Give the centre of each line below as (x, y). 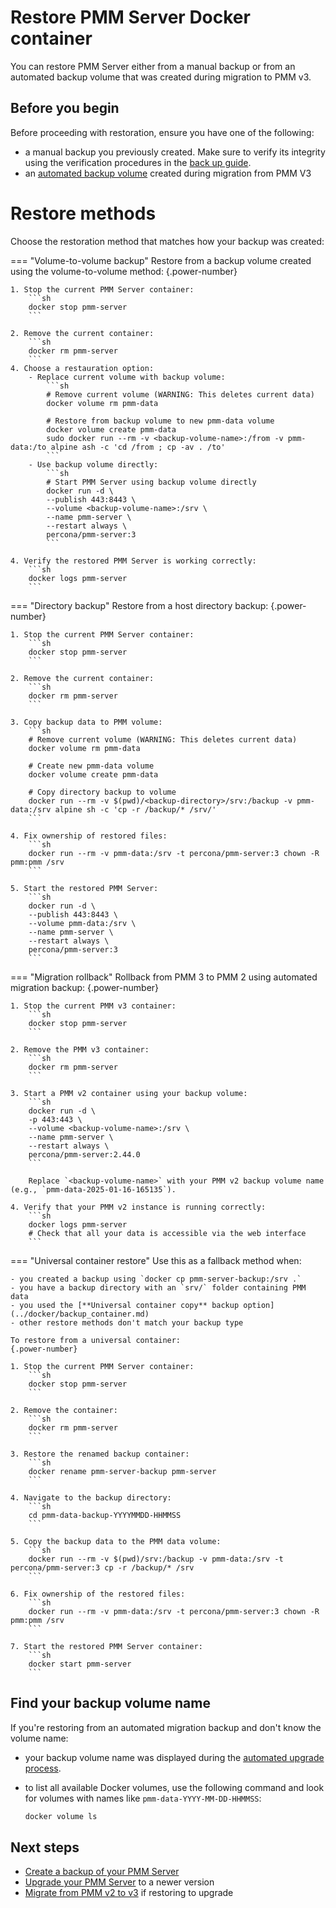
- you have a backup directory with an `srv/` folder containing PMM (158, 1287)
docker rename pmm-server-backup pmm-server (122, 1471)
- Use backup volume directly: (93, 464)
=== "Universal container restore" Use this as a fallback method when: (156, 1260)
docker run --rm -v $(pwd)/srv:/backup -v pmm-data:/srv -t (156, 1559)
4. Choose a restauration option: (82, 368)
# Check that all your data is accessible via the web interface (167, 1233)
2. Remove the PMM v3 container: (80, 1049)
